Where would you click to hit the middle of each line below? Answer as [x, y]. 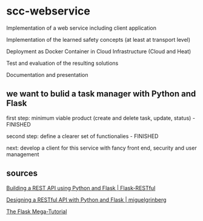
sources [22, 173]
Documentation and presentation [47, 74]
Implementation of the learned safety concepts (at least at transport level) [98, 39]
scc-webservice [48, 11]
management [23, 154]
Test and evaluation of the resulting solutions [62, 63]
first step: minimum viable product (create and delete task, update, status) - [101, 118]
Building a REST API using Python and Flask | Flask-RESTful [81, 188]
